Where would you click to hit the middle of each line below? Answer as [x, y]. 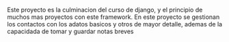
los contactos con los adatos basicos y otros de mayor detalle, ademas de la [115, 24]
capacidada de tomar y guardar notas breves [70, 31]
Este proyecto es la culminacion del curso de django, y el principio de [105, 10]
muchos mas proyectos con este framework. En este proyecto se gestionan [113, 17]
